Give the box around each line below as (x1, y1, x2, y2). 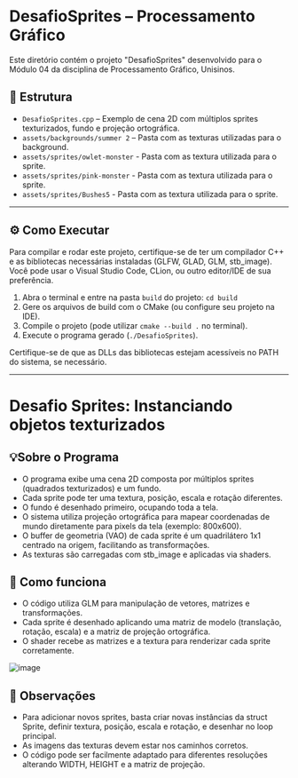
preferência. (9, 274, 54, 285)
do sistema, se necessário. (9, 356, 107, 367)
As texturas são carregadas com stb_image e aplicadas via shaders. (21, 549, 272, 560)
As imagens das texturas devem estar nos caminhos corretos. (21, 740, 248, 751)
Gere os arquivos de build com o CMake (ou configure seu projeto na (21, 301, 275, 312)
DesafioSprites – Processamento (9, 6, 255, 27)
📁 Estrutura (9, 90, 73, 105)
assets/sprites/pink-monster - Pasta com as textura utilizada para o (21, 170, 273, 180)
